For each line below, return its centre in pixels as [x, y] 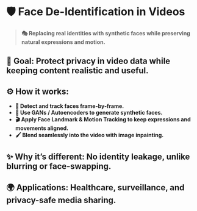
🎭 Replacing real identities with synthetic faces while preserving [106, 33]
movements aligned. [42, 128]
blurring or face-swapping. [59, 166]
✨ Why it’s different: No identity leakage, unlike [98, 156]
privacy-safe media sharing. [61, 200]
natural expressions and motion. [63, 42]
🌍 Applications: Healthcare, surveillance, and [95, 188]
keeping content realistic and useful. [77, 71]
